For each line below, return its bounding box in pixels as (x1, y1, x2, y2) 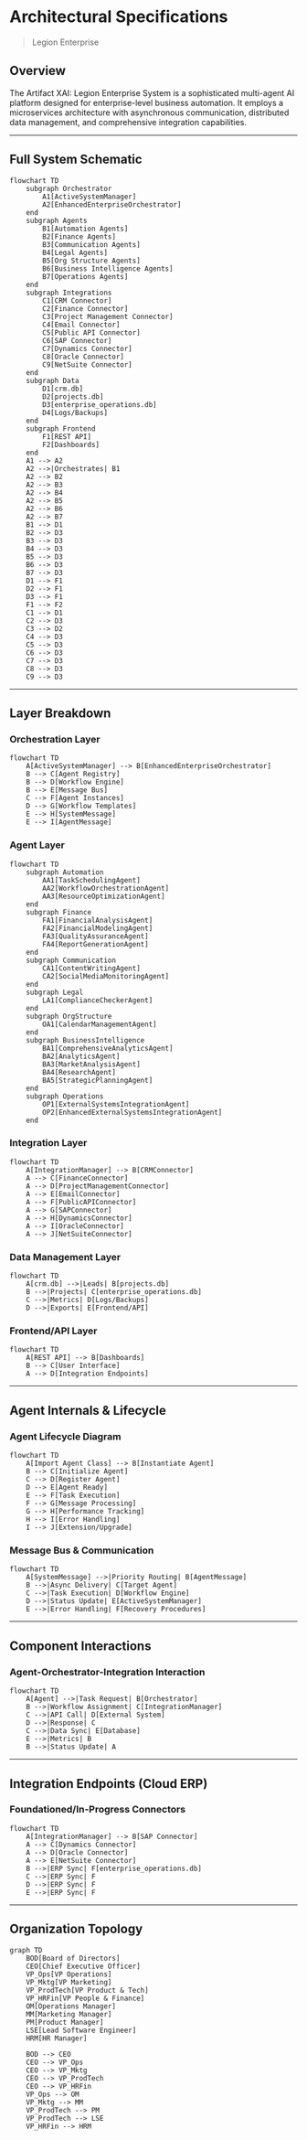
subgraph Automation (26, 867, 104, 877)
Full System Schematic (9, 152, 143, 167)
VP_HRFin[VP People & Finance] (26, 1994, 145, 2003)
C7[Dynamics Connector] (42, 344, 132, 353)
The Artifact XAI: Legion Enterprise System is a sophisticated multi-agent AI (9, 87, 295, 98)
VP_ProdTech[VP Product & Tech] (26, 1985, 149, 1995)
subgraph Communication (26, 956, 117, 965)
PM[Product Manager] (26, 2017, 104, 2027)
